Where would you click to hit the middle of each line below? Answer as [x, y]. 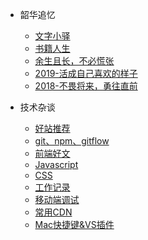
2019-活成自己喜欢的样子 [86, 73]
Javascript [56, 164]
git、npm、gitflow [72, 141]
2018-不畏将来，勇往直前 [86, 86]
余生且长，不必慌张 [74, 61]
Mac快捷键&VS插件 [74, 224]
